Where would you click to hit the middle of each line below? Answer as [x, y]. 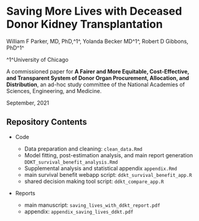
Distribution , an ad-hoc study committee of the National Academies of [96, 84]
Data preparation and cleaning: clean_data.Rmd [83, 149]
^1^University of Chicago [37, 59]
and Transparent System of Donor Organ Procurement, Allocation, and [98, 78]
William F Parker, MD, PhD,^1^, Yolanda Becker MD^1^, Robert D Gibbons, [97, 41]
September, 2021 [28, 103]
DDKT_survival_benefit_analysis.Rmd [71, 162]
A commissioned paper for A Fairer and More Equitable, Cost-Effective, [98, 71]
